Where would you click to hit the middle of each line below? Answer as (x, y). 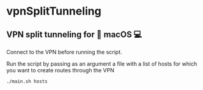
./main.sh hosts (27, 81)
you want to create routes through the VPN (60, 70)
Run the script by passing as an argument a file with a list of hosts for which (102, 64)
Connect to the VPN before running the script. (64, 52)
